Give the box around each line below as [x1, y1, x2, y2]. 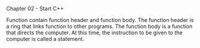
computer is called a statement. [6, 36, 85, 42]
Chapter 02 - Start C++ [6, 5, 64, 12]
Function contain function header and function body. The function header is [6, 17, 194, 23]
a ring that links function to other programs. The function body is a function [6, 23, 193, 30]
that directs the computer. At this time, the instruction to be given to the [6, 29, 183, 36]
